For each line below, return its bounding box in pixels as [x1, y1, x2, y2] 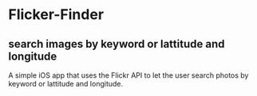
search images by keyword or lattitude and [8, 37, 225, 51]
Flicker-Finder [8, 6, 105, 24]
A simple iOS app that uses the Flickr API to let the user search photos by [8, 71, 249, 80]
